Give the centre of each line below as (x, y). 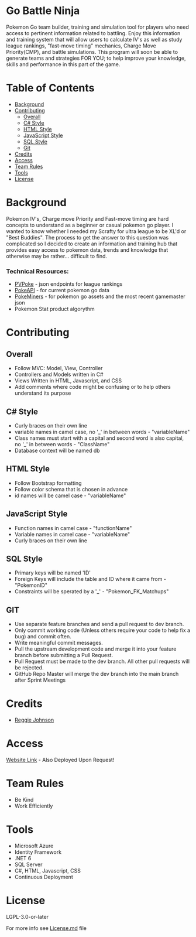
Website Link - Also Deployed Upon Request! (60, 760)
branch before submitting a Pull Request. (63, 655)
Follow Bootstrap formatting (48, 483)
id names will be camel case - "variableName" (70, 495)
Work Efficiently (34, 806)
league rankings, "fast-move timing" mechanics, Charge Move (81, 46)
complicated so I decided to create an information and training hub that (92, 244)
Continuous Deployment (44, 877)
